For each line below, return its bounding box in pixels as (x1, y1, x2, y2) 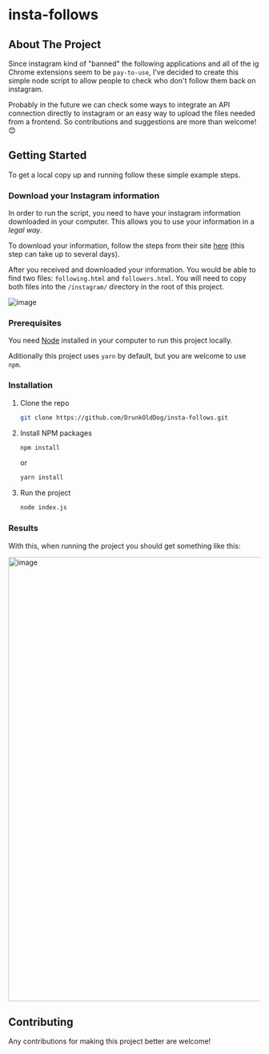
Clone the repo (19, 398, 70, 407)
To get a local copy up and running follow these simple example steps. (8, 170, 241, 180)
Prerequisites (8, 318, 62, 329)
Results (8, 523, 38, 534)
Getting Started (8, 148, 87, 162)
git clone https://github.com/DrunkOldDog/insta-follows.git (19, 413, 229, 422)
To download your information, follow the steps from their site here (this (8, 241, 245, 250)
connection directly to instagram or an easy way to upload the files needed (8, 108, 256, 118)
